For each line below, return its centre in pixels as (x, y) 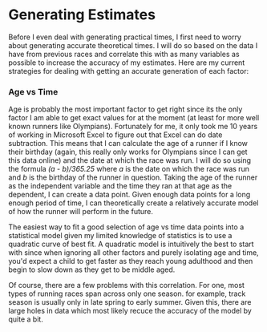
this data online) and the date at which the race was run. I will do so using (129, 160)
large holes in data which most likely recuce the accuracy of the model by (130, 311)
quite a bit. (26, 319)
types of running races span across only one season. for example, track (127, 294)
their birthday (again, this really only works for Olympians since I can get (128, 152)
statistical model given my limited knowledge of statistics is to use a (120, 236)
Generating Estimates (82, 15)
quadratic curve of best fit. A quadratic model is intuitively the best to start (131, 244)
